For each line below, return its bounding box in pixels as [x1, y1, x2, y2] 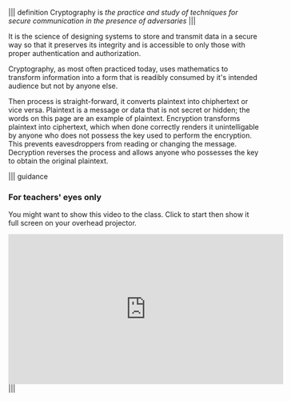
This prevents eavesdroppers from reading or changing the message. [8, 139, 237, 148]
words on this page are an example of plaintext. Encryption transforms [8, 114, 241, 123]
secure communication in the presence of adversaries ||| [8, 16, 196, 26]
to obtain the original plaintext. [8, 156, 109, 166]
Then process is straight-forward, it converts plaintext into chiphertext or [8, 97, 249, 106]
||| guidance [8, 172, 49, 181]
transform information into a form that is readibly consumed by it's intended [8, 73, 258, 82]
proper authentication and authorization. [8, 49, 142, 58]
